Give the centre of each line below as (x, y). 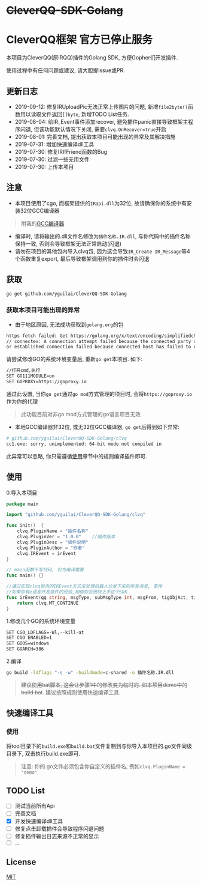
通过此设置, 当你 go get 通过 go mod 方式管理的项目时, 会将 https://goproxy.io (99, 393)
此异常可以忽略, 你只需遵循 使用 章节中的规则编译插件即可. (77, 456)
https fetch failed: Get (37, 336)
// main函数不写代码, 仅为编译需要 (45, 570)
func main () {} (25, 575)
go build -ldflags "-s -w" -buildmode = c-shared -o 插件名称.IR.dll (90, 673)
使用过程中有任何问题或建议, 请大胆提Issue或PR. (66, 70)
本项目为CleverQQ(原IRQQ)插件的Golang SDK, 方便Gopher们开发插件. (92, 58)
